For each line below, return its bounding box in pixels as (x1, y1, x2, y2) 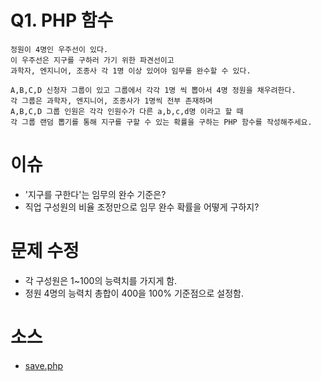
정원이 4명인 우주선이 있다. (10, 44, 109, 55)
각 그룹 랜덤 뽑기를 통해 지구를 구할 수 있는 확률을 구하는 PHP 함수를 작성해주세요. (10, 117, 313, 127)
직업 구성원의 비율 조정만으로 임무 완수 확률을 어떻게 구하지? (24, 201, 260, 213)
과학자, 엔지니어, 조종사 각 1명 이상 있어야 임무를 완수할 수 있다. (10, 66, 252, 76)
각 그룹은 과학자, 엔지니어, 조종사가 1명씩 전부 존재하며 (10, 96, 213, 106)
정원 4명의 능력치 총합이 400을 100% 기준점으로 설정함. (24, 287, 244, 299)
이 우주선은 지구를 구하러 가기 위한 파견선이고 (10, 55, 175, 65)
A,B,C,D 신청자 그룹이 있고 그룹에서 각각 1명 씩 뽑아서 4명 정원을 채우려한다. (10, 85, 297, 95)
